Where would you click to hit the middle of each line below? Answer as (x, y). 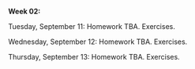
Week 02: (24, 11)
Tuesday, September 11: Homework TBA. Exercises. (92, 26)
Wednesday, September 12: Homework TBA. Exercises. (98, 42)
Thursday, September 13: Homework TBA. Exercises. (94, 57)
